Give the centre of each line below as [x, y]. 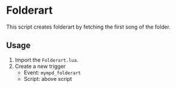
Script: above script [48, 78]
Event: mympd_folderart [52, 73]
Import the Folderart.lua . [47, 59]
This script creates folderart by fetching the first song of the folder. [89, 27]
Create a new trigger [40, 66]
